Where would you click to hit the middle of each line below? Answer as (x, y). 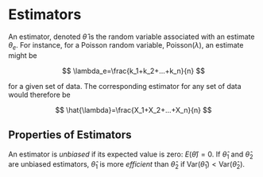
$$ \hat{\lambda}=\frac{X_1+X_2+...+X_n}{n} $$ (133, 110)
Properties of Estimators (70, 135)
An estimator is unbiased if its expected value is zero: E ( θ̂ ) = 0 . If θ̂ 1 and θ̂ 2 (131, 155)
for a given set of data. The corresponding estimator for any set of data (125, 86)
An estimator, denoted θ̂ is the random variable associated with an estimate (131, 37)
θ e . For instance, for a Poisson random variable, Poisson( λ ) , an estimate (126, 46)
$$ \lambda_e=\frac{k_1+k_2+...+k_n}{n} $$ (133, 71)
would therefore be (40, 94)
